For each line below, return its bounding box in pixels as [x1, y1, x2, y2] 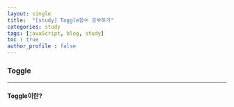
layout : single [7, 10, 52, 17]
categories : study [7, 23, 61, 30]
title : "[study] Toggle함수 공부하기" [7, 17, 114, 24]
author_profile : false [7, 43, 77, 50]
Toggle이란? [7, 92, 43, 100]
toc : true [7, 36, 39, 43]
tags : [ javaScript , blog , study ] [7, 29, 104, 37]
